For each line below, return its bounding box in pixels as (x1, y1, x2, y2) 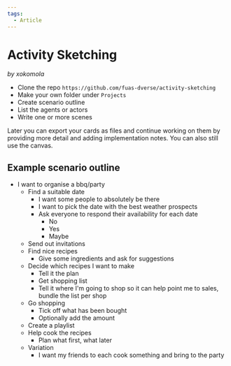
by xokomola (7, 70, 45, 78)
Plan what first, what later (38, 336, 112, 344)
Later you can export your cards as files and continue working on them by (7, 126, 220, 135)
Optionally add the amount (38, 314, 115, 322)
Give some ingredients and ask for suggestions (38, 254, 174, 263)
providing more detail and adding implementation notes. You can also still (7, 134, 218, 142)
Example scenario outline (7, 161, 120, 173)
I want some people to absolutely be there (38, 195, 160, 203)
